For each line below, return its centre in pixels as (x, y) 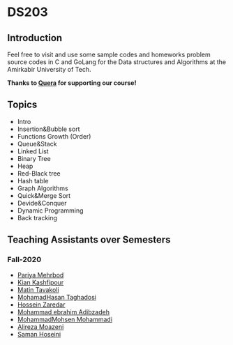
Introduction (35, 38)
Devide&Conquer (42, 203)
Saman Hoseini (39, 334)
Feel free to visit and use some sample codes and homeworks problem (109, 54)
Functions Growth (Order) (54, 136)
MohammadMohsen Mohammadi (65, 319)
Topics (22, 105)
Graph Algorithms (43, 188)
